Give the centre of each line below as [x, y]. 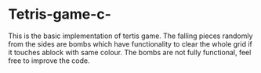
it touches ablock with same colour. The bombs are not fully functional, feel [130, 52]
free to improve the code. [49, 61]
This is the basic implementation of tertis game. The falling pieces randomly [130, 36]
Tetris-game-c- [60, 14]
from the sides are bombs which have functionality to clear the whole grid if [130, 43]
